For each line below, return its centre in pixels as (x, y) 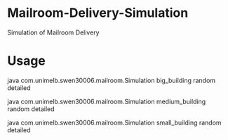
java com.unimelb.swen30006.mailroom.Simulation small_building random (115, 122)
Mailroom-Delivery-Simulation (98, 13)
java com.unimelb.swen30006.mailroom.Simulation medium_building (107, 101)
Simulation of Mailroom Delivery (53, 32)
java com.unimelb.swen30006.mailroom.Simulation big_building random (112, 80)
